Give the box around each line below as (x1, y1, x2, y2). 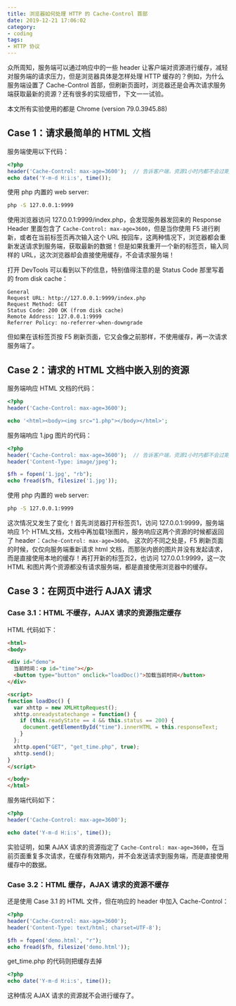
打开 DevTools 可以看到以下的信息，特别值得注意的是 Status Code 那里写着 (7, 265, 225, 275)
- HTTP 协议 (7, 43, 40, 50)
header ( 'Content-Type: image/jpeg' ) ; (7, 458, 118, 465)
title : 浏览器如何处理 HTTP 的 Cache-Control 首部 (7, 10, 148, 18)
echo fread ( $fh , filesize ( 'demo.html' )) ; (7, 943, 131, 950)
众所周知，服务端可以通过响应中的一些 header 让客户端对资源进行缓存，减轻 (7, 63, 228, 71)
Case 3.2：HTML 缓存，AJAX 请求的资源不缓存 (7, 879, 169, 889)
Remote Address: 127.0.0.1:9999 (7, 313, 102, 320)
